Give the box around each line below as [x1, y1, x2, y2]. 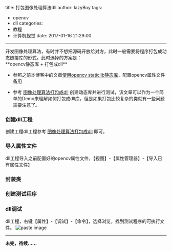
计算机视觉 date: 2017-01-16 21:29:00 [12, 33, 92, 38]
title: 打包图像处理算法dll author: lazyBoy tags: [5, 5, 102, 10]
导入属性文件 [5, 143, 37, 150]
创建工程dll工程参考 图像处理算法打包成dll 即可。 [5, 128, 107, 134]
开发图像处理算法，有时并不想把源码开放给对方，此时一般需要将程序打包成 [5, 48, 162, 54]
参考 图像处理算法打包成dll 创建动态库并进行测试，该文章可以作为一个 [12, 89, 160, 95]
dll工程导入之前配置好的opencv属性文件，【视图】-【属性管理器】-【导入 [5, 155, 158, 161]
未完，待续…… [5, 240, 37, 246]
